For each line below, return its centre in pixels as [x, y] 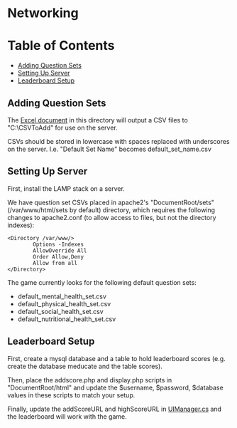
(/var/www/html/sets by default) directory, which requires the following [111, 210]
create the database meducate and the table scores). [85, 366]
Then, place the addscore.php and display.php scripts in [90, 380]
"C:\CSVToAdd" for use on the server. [63, 127]
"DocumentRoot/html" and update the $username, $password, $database [115, 387]
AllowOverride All [60, 251]
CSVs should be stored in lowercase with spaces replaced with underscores [118, 141]
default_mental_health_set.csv [62, 296]
